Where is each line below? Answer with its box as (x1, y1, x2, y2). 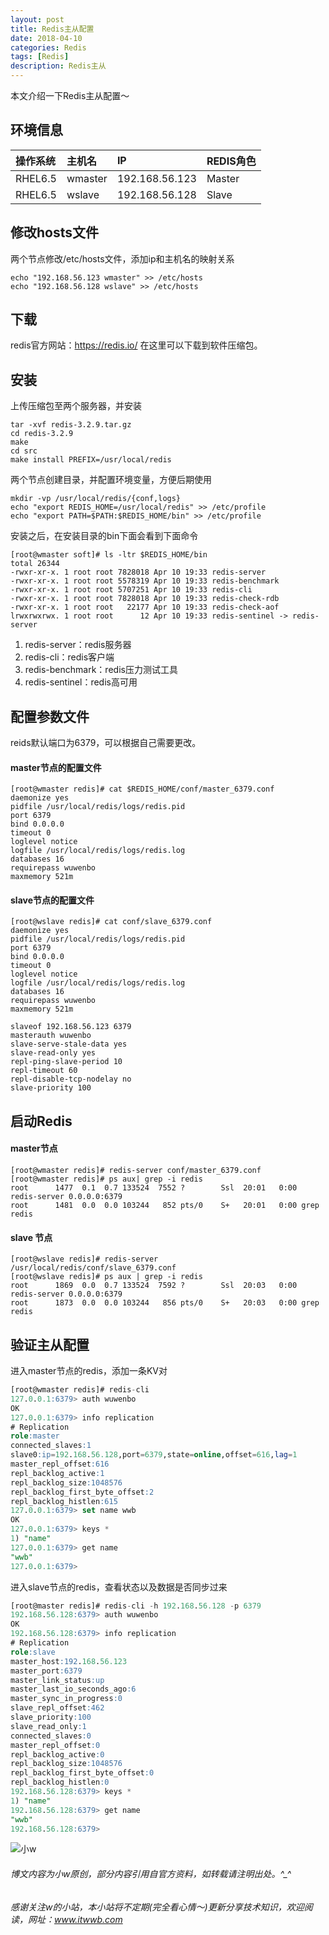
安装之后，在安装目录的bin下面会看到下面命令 (10, 530, 199, 542)
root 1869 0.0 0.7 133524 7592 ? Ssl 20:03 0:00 (10, 1281, 298, 1291)
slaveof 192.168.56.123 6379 (10, 1022, 132, 1032)
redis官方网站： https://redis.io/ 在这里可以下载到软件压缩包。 (10, 339, 263, 351)
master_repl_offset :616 (10, 1459, 110, 1470)
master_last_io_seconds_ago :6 (10, 1684, 137, 1695)
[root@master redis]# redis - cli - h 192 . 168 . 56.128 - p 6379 (10, 1601, 262, 1611)
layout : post (10, 14, 65, 25)
